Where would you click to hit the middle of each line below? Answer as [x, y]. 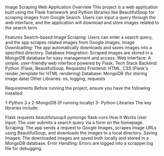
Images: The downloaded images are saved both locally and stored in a [77, 138]
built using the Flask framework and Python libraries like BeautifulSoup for [80, 12]
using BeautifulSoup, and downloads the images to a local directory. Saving [81, 133]
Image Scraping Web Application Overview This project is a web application [82, 7]
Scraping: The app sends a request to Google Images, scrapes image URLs [81, 128]
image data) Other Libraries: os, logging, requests [55, 78]
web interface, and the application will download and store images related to [82, 22]
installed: [14, 93]
